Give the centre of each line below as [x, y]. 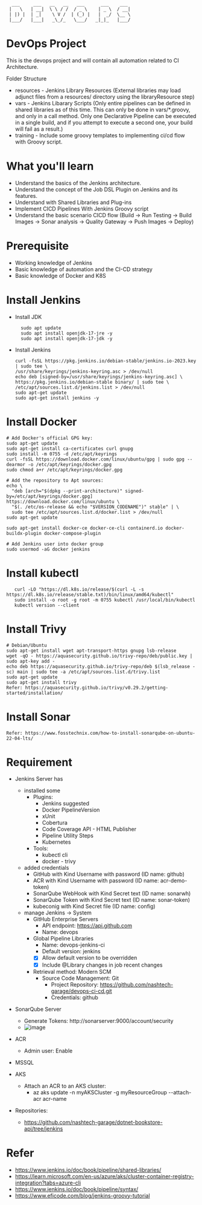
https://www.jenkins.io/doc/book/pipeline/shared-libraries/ [88, 1170]
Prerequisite [38, 246]
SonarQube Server [38, 1009]
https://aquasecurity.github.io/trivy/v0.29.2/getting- [97, 688]
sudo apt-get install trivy [42, 682]
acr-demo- [174, 881]
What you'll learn [50, 166]
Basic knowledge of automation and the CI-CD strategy [84, 269]
